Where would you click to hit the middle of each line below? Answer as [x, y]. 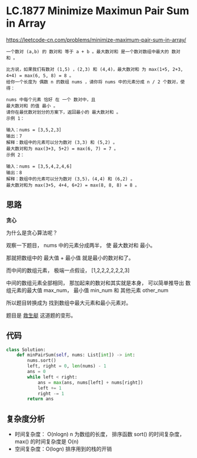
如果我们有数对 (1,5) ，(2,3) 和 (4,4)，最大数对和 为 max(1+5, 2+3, [103, 69]
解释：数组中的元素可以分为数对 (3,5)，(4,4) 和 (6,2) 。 [71, 179]
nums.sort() [42, 361]
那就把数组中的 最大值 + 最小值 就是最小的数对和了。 [70, 257]
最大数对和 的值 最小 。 [32, 106]
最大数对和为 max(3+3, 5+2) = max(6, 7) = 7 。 [62, 149]
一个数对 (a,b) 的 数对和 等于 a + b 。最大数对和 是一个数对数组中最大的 [88, 51]
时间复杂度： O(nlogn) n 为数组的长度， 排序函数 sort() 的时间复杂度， [100, 434]
